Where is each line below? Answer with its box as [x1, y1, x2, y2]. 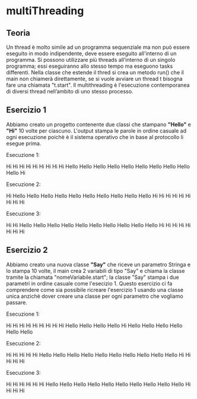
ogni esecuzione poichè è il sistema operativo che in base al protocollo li [6, 133, 184, 140]
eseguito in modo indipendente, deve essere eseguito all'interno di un [6, 50, 177, 57]
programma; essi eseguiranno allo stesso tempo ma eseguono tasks [6, 62, 173, 70]
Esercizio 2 [6, 245, 48, 255]
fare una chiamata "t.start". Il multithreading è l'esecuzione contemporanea [6, 81, 190, 89]
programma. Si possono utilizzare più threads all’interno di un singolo [6, 56, 176, 63]
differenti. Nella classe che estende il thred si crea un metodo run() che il [6, 69, 184, 76]
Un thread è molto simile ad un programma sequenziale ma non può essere [6, 43, 190, 51]
